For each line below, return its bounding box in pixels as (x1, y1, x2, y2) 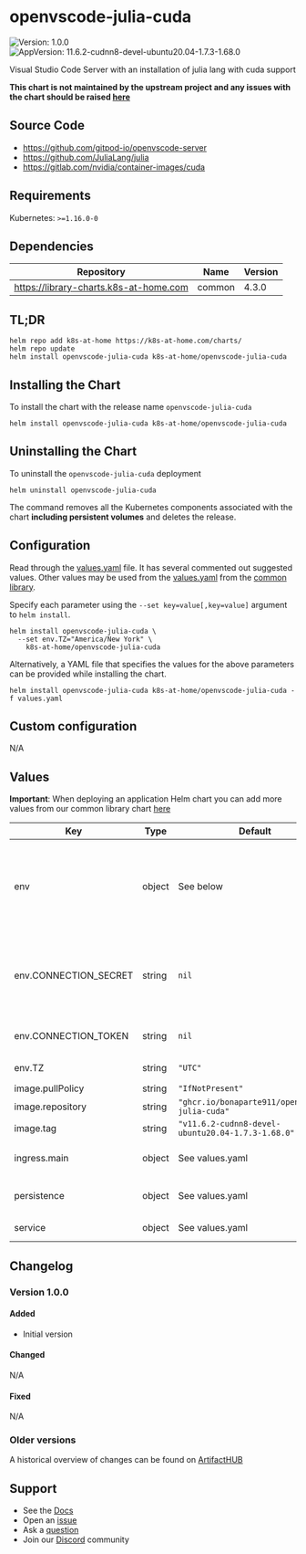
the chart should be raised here (9, 91, 130, 102)
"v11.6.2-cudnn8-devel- (178, 1118, 281, 1129)
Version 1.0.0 (9, 1286, 69, 1298)
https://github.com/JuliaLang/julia (22, 152, 149, 163)
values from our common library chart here (9, 803, 171, 814)
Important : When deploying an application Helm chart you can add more (9, 793, 282, 804)
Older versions (9, 1433, 76, 1446)
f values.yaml (9, 694, 64, 703)
